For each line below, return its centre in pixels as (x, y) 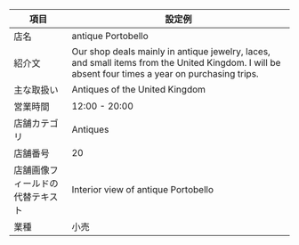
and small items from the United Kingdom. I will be (176, 63)
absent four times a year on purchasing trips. (166, 73)
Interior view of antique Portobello (142, 189)
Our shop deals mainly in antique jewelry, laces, (171, 51)
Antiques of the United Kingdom (139, 90)
